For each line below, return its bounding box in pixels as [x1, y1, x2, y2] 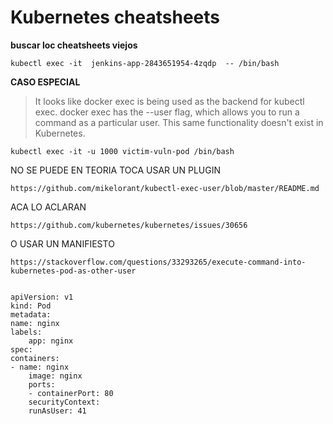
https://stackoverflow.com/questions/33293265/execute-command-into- [10, 257, 307, 267]
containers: [10, 353, 60, 363]
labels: [10, 327, 43, 337]
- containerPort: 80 [28, 388, 114, 398]
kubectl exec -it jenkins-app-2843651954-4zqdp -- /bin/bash [10, 58, 280, 68]
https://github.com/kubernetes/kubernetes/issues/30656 [10, 220, 248, 230]
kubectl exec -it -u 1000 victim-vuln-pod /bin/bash [10, 146, 235, 156]
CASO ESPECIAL [10, 76, 81, 88]
